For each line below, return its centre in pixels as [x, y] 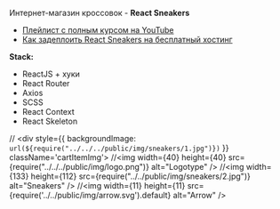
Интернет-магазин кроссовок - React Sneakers [100, 13]
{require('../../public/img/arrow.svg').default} [90, 195]
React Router [46, 83]
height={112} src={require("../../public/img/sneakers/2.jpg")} [140, 176]
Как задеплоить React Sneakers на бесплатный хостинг [127, 40]
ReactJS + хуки [51, 74]
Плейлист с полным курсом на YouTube [98, 30]
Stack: [21, 56]
